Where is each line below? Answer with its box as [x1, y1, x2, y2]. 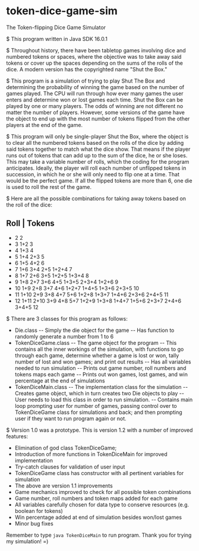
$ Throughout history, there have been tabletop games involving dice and [6, 46, 186, 54]
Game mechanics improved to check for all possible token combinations [14, 488, 192, 495]
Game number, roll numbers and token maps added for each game [14, 495, 178, 502]
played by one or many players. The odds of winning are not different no [6, 102, 184, 109]
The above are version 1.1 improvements [14, 482, 113, 489]
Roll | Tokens [6, 218, 55, 229]
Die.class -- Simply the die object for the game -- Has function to [14, 327, 175, 334]
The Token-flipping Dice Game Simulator [6, 24, 106, 31]
